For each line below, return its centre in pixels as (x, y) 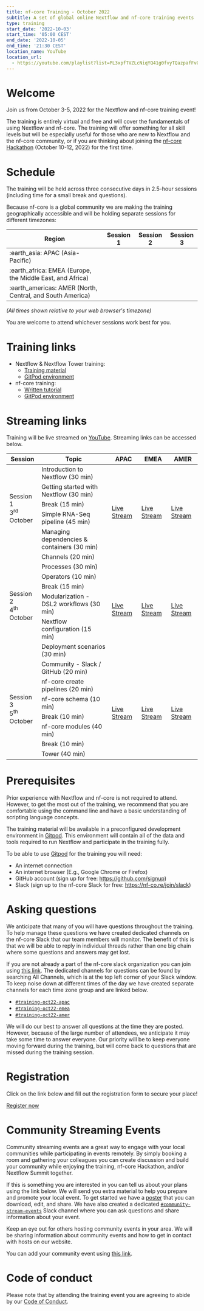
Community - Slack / (71, 664)
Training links (41, 347)
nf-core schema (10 (71, 699)
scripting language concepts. (43, 817)
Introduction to (63, 469)
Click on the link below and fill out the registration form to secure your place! (102, 1094)
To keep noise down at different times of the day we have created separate (100, 984)
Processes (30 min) (70, 567)
